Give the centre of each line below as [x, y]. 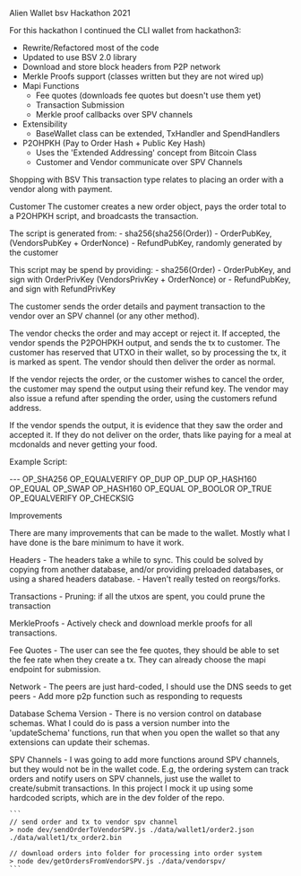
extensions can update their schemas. [80, 742]
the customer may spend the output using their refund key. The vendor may [149, 389]
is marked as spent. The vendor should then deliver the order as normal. [142, 362]
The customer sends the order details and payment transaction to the [138, 306]
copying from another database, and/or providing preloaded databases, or [146, 569]
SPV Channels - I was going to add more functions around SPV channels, [144, 759]
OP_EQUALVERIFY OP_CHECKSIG [72, 498]
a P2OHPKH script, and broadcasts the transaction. [104, 216]
